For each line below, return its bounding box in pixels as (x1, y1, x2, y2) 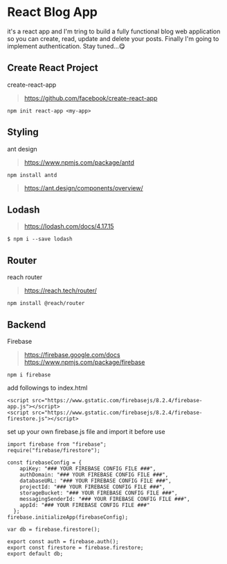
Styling (7, 126, 39, 138)
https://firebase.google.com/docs (24, 351, 120, 358)
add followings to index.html (7, 383, 88, 392)
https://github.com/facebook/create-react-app (24, 94, 158, 102)
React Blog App (7, 4, 98, 20)
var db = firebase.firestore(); (7, 526, 100, 533)
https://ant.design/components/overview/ (24, 183, 143, 192)
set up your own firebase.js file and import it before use (7, 428, 165, 436)
